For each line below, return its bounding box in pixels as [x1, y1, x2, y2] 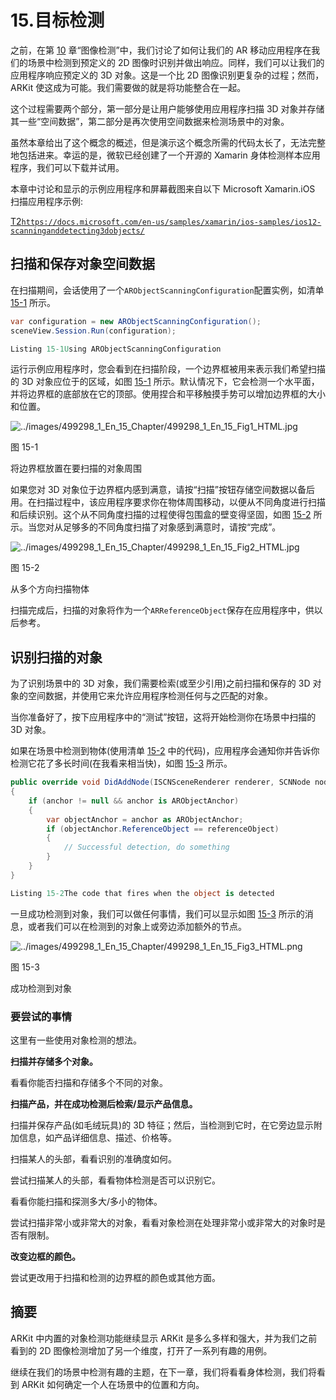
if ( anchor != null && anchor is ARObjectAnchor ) [28, 796, 240, 806]
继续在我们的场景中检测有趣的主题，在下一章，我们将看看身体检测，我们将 [10, 1366, 317, 1378]
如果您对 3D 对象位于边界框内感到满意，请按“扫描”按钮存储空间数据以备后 [10, 484, 315, 496]
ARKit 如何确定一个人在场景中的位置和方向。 [21, 1378, 205, 1390]
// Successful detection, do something [63, 842, 230, 853]
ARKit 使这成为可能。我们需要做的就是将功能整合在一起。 [10, 81, 247, 93]
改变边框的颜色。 [10, 1250, 81, 1262]
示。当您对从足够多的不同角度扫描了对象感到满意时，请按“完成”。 [10, 521, 282, 533]
